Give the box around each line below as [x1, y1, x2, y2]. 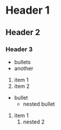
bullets [14, 58, 31, 65]
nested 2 [23, 118, 45, 125]
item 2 [14, 83, 30, 90]
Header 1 [5, 4, 50, 17]
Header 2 [5, 27, 41, 37]
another [14, 65, 34, 72]
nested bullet [23, 100, 55, 107]
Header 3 [5, 45, 33, 53]
